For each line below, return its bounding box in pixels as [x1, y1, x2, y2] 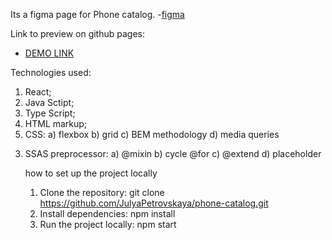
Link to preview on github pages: [10, 28, 146, 39]
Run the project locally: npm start [39, 219, 177, 230]
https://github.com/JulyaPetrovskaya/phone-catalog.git [39, 197, 269, 209]
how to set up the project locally [24, 167, 158, 179]
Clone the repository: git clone [39, 187, 165, 198]
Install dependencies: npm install [39, 208, 176, 219]
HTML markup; [24, 118, 88, 129]
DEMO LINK [24, 47, 75, 59]
